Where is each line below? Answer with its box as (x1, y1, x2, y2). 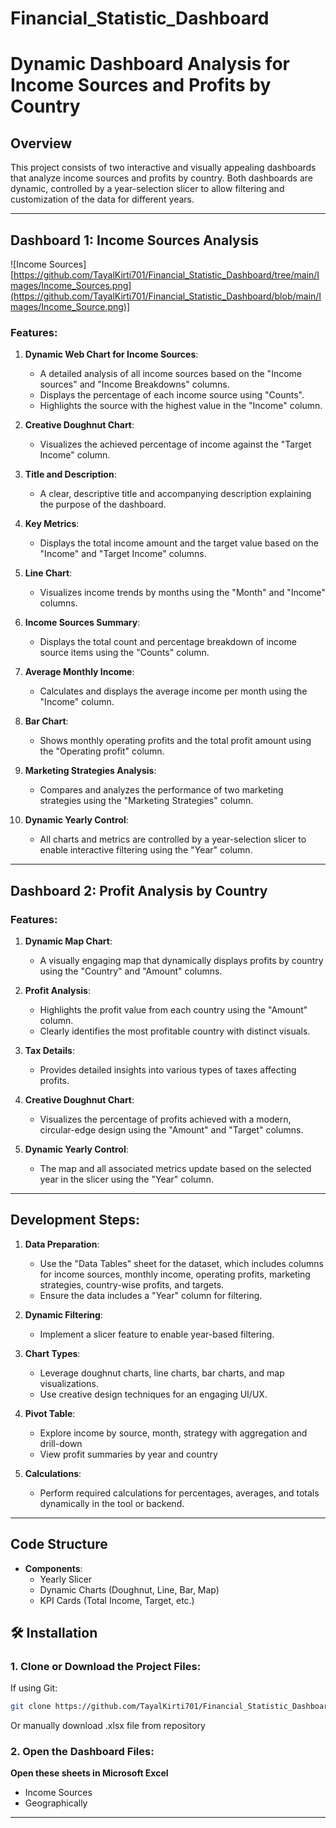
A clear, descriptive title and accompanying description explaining (39, 488, 312, 500)
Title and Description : (24, 468, 117, 481)
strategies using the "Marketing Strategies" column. (39, 795, 254, 807)
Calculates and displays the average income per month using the (39, 685, 308, 697)
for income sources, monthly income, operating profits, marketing (39, 1268, 311, 1280)
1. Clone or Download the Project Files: (10, 1659, 202, 1673)
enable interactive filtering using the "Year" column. (39, 844, 253, 856)
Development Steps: (10, 1212, 140, 1229)
